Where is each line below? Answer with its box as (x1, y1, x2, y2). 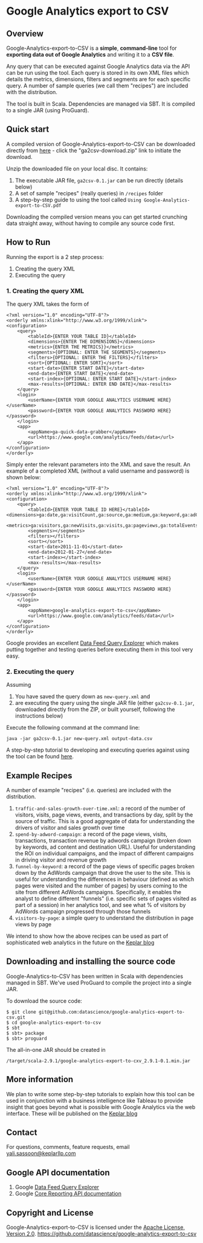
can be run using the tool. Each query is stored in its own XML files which (6, 69, 189, 76)
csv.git (6, 1014, 26, 1020)
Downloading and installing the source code (6, 957, 176, 967)
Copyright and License (6, 1207, 94, 1218)
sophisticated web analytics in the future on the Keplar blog (6, 939, 155, 946)
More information (6, 1074, 74, 1085)
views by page (14, 921, 52, 928)
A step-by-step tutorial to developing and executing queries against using (6, 746, 190, 753)
